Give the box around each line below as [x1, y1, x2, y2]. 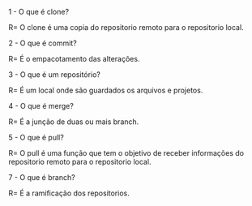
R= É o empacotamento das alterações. [8, 54, 140, 63]
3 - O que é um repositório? [8, 70, 101, 79]
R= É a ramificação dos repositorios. [8, 188, 130, 198]
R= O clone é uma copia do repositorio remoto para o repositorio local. [8, 23, 245, 32]
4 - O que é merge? [8, 101, 75, 110]
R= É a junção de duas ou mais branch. [8, 117, 139, 127]
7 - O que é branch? [8, 173, 75, 182]
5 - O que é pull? [8, 133, 65, 142]
